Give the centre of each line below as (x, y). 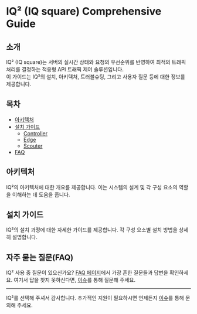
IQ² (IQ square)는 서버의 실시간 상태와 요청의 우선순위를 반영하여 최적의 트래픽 (96, 62)
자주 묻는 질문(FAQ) (40, 257)
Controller (35, 133)
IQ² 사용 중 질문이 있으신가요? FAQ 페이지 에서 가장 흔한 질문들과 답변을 (87, 273)
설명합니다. (25, 237)
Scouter (33, 146)
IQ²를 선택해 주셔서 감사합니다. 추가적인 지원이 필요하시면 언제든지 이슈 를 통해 (95, 298)
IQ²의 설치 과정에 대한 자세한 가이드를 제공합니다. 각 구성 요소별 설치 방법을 (92, 230)
